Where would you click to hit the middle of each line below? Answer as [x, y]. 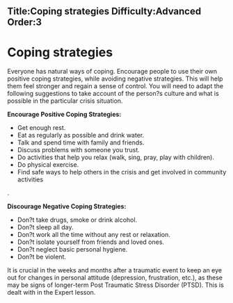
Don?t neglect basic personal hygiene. [72, 249]
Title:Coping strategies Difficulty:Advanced [104, 11]
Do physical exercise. [48, 165]
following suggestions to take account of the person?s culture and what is [113, 94]
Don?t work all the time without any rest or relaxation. [94, 235]
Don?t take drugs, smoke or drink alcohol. [77, 220]
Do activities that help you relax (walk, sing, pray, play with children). [115, 157]
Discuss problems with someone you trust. [79, 150]
